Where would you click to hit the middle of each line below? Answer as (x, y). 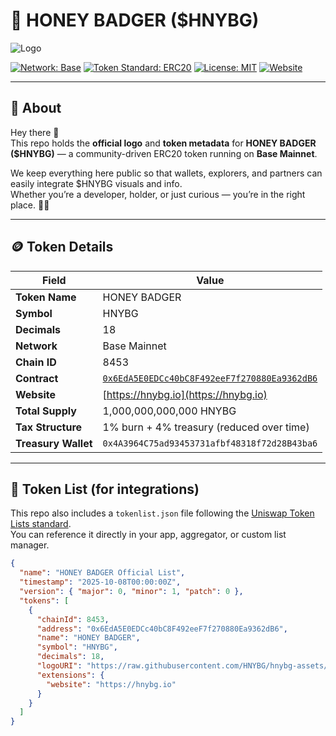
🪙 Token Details (62, 247)
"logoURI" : (59, 666)
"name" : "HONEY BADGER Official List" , (102, 573)
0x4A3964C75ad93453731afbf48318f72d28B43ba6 (210, 443)
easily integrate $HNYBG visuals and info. (96, 183)
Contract (37, 378)
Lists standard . (41, 524)
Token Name (46, 297)
